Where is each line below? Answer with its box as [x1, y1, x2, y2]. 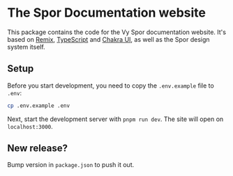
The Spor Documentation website [7, 5, 206, 21]
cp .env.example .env [7, 102, 70, 109]
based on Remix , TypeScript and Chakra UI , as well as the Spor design [7, 35, 211, 43]
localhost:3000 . [7, 122, 54, 130]
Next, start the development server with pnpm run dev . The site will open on [7, 115, 224, 123]
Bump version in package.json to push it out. [7, 161, 135, 169]
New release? [7, 143, 68, 154]
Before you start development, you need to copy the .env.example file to [7, 81, 214, 90]
